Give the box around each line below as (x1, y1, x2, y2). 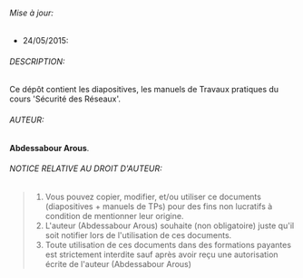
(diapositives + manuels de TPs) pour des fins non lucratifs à (44, 200, 273, 212)
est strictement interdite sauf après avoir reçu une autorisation (44, 249, 279, 260)
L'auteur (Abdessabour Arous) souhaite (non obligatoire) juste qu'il (44, 220, 295, 231)
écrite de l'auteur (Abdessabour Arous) (44, 258, 192, 269)
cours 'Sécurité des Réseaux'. (9, 93, 121, 104)
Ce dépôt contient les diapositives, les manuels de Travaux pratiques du (9, 84, 279, 95)
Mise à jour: (9, 7, 54, 18)
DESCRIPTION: (9, 55, 65, 67)
